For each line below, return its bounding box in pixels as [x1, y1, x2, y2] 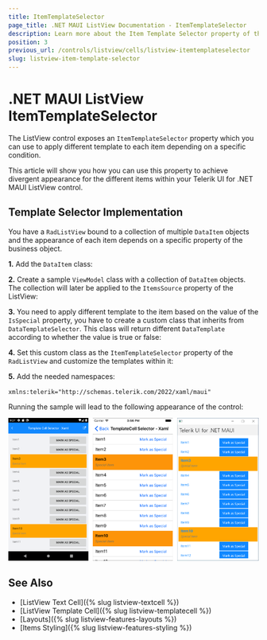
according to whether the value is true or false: [8, 332, 161, 341]
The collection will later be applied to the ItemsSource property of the [8, 283, 234, 292]
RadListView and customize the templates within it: [8, 356, 174, 365]
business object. [8, 244, 62, 253]
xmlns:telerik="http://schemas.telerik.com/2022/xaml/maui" [8, 388, 212, 396]
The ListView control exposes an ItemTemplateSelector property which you [8, 133, 254, 142]
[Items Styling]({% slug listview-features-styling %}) [19, 622, 192, 632]
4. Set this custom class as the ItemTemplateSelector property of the [8, 347, 234, 357]
